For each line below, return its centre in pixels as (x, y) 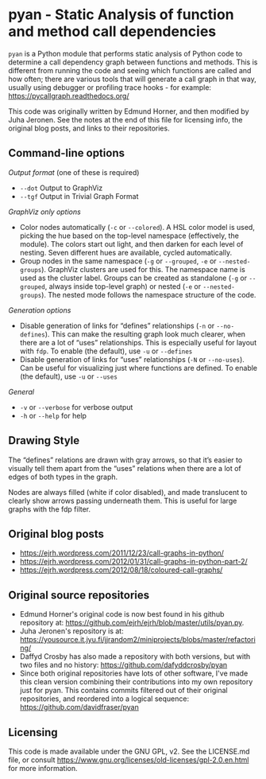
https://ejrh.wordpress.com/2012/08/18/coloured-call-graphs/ (121, 570)
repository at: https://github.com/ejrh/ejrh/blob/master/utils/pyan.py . (132, 623)
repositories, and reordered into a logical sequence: (104, 699)
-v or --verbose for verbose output (76, 407)
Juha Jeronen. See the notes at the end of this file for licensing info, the (125, 119)
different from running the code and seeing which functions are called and (130, 70)
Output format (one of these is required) (74, 172)
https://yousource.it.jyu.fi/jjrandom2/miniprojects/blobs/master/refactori (137, 640)
